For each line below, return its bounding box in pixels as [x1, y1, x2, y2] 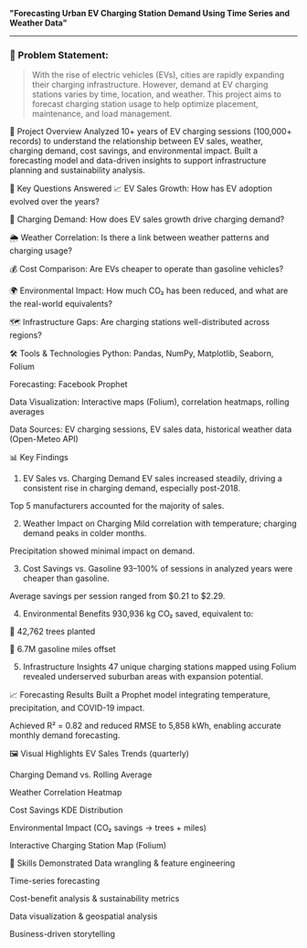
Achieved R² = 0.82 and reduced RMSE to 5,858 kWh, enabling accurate [9, 721, 281, 732]
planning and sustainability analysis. [9, 164, 146, 176]
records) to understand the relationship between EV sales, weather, [9, 136, 263, 147]
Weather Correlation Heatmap [9, 787, 122, 798]
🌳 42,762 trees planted [9, 626, 96, 637]
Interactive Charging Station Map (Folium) [9, 840, 167, 851]
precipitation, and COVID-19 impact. [9, 702, 145, 713]
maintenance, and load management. [31, 109, 172, 120]
